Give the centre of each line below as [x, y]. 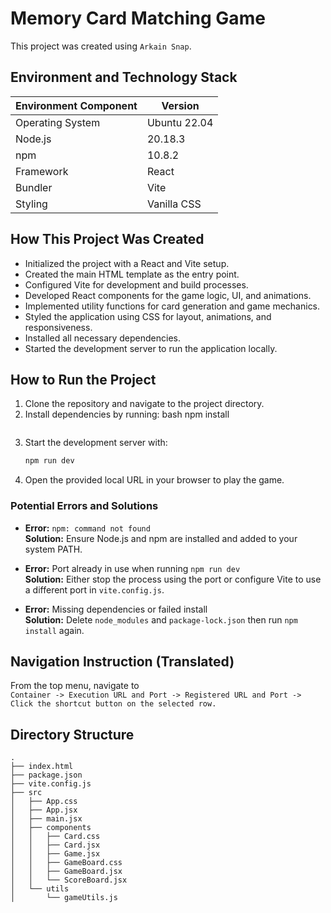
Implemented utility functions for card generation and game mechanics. [172, 306]
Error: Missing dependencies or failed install [116, 609]
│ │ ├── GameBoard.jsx [66, 872]
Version [180, 105]
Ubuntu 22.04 [180, 122]
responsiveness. [58, 327]
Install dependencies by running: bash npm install [127, 414]
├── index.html [42, 767]
